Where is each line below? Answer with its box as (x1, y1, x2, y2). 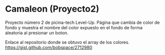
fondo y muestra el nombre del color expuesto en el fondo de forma (5, 24, 143, 30)
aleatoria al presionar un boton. (5, 30, 68, 36)
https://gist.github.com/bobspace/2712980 (5, 44, 93, 50)
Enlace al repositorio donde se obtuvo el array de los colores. (5, 39, 130, 45)
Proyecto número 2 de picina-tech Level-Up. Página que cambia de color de (5, 19, 160, 25)
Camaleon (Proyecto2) (5, 3, 99, 15)
